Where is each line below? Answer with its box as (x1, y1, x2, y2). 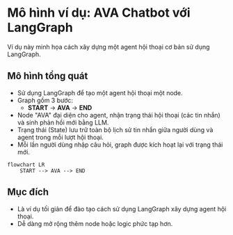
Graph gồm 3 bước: (17, 96, 74, 104)
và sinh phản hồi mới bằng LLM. (17, 118, 109, 127)
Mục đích (7, 186, 49, 198)
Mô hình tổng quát (7, 70, 88, 82)
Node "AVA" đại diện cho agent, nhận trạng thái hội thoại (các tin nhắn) (17, 111, 220, 119)
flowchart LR (7, 161, 45, 168)
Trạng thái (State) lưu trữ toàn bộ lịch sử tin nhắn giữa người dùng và (17, 125, 214, 133)
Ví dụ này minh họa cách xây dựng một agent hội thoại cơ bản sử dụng (7, 42, 210, 51)
